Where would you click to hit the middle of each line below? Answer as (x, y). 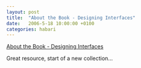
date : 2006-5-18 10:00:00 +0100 (51, 23)
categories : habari (31, 29)
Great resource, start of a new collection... (60, 58)
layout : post (23, 12)
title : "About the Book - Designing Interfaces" (71, 18)
